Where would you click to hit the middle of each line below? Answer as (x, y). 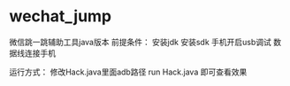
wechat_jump (61, 16)
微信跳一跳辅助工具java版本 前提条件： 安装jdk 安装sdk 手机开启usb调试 (140, 42)
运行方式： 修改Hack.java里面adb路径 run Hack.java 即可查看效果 (128, 72)
